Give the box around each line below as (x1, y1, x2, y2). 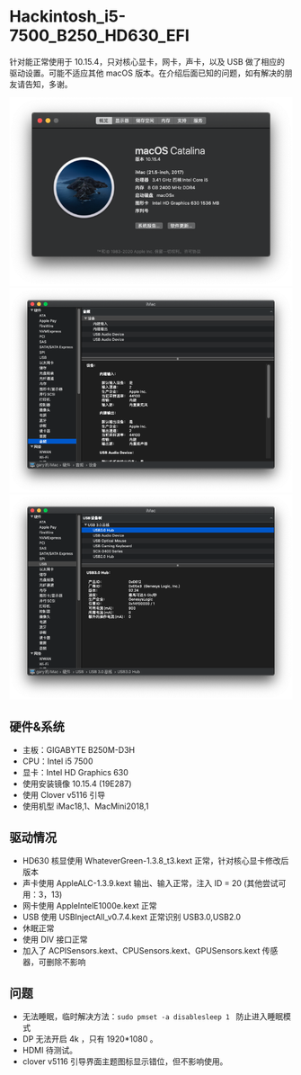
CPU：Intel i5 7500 (22, 756, 93, 766)
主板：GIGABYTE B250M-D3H (22, 745, 136, 756)
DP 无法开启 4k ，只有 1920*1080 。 (22, 1033, 159, 1044)
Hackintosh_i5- (9, 6, 127, 27)
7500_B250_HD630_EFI (9, 25, 190, 46)
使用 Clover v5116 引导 (22, 790, 106, 801)
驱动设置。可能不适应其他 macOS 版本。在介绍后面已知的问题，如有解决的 (9, 67, 285, 78)
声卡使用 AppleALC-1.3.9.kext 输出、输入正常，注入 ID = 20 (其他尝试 (22, 878, 279, 889)
